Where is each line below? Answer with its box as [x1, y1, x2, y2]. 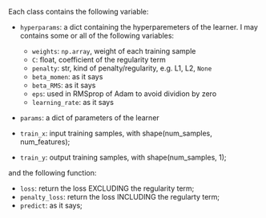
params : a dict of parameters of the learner [19, 113, 160, 123]
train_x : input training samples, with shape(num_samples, [19, 128, 212, 138]
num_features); [19, 137, 71, 147]
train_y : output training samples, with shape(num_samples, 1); [19, 152, 227, 162]
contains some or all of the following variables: [19, 31, 175, 40]
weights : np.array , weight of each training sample [31, 46, 196, 55]
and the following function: [8, 168, 97, 177]
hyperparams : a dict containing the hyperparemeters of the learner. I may [19, 22, 259, 31]
